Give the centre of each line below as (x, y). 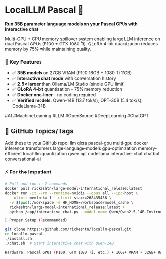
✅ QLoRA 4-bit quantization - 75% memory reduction (67, 89)
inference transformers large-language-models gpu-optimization (71, 148)
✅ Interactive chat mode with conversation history (64, 78)
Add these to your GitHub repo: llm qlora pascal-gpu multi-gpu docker (77, 143)
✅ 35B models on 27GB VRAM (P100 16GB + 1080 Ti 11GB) (72, 73)
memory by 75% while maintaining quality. (48, 49)
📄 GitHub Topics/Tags (40, 131)
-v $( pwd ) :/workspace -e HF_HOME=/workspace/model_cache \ (72, 202)
